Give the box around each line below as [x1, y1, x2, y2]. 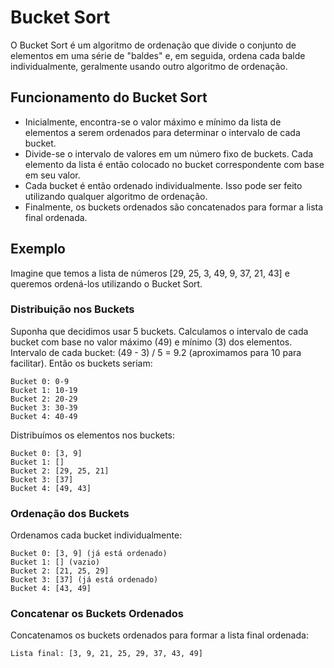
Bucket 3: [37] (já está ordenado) [10, 575, 159, 585]
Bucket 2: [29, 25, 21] [10, 466, 110, 476]
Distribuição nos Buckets [10, 302, 135, 316]
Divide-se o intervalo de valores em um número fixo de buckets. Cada [24, 147, 314, 160]
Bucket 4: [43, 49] [10, 584, 92, 594]
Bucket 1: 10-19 [10, 385, 78, 395]
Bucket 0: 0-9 [10, 376, 70, 386]
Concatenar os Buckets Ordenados [10, 607, 184, 621]
